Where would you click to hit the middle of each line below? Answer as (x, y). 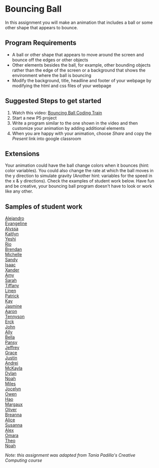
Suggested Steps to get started (53, 101)
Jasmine (14, 306)
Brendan (14, 250)
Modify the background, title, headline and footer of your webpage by (82, 80)
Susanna (14, 425)
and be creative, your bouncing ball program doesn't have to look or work (79, 186)
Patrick (12, 296)
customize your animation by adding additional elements (68, 128)
